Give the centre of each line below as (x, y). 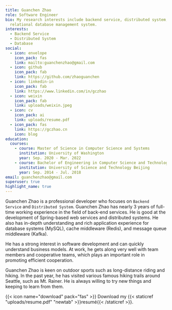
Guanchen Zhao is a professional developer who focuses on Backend (77, 201)
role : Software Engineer (32, 15)
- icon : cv (21, 110)
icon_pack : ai (29, 115)
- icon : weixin (26, 96)
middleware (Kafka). (27, 234)
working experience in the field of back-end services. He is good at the (91, 212)
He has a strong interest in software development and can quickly (75, 244)
